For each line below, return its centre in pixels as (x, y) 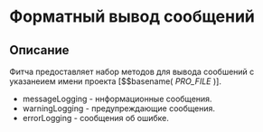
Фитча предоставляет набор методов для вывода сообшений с (132, 71)
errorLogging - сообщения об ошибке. (96, 118)
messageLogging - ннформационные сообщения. (117, 99)
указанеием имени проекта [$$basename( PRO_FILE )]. (115, 81)
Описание (39, 50)
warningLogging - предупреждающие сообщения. (118, 108)
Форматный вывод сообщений (132, 17)
